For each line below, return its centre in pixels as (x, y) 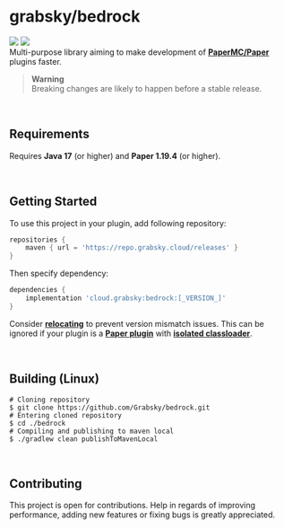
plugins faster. (36, 61)
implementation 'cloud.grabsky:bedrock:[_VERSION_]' (126, 298)
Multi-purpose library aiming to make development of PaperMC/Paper (139, 52)
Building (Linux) (55, 379)
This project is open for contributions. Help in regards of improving (133, 506)
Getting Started (53, 202)
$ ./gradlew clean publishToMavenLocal (84, 439)
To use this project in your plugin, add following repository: (118, 223)
